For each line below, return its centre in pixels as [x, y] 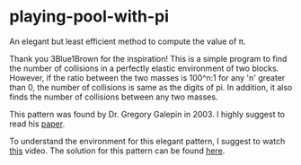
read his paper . [37, 124]
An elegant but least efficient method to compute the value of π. [128, 41]
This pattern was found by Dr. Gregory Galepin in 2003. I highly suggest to [147, 114]
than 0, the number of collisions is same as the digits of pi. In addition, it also [151, 87]
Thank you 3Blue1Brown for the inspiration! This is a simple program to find [148, 58]
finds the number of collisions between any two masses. [114, 97]
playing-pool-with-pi [89, 17]
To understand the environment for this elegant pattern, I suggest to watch [147, 141]
